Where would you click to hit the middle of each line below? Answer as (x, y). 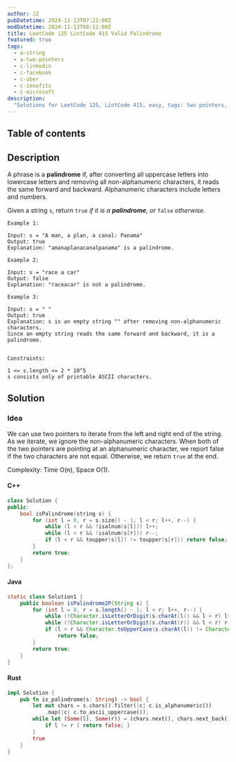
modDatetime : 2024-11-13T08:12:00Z (59, 27)
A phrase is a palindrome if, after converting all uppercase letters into (108, 175)
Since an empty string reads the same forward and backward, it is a (111, 334)
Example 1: (23, 223)
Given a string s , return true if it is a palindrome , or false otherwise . (106, 211)
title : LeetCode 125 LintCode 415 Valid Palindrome (84, 33)
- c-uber (26, 79)
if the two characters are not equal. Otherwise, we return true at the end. (113, 456)
